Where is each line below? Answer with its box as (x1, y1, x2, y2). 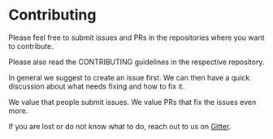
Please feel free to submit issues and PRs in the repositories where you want (8, 33, 265, 42)
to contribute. (8, 41, 54, 50)
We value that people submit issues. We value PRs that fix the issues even (8, 97, 257, 106)
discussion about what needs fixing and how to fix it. (8, 81, 185, 91)
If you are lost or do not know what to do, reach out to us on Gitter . (8, 121, 232, 131)
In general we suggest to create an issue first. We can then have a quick (8, 72, 250, 82)
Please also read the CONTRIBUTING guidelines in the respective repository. (8, 57, 265, 67)
